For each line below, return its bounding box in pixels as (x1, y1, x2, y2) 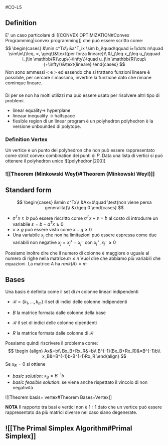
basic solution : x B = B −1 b (12, 372, 64, 380)
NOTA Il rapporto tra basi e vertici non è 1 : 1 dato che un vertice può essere (5, 404, 162, 410)
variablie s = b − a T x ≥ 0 (12, 220, 64, 227)
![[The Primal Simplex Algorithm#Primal (5, 424, 132, 432)
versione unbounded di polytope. (12, 123, 81, 129)
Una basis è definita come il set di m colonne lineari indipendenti (5, 288, 139, 295)
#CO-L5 (5, 5, 22, 10)
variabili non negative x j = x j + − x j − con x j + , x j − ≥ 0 (12, 238, 116, 246)
